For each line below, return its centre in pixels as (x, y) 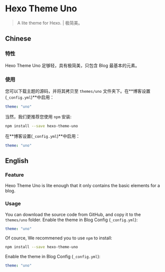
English (17, 161)
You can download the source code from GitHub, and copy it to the (73, 214)
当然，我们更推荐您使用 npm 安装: (38, 117)
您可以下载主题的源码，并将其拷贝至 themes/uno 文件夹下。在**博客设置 (78, 91)
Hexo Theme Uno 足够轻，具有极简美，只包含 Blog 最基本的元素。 (72, 65)
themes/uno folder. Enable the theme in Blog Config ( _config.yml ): (71, 220)
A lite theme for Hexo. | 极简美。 (50, 23)
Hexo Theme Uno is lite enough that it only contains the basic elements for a (82, 186)
